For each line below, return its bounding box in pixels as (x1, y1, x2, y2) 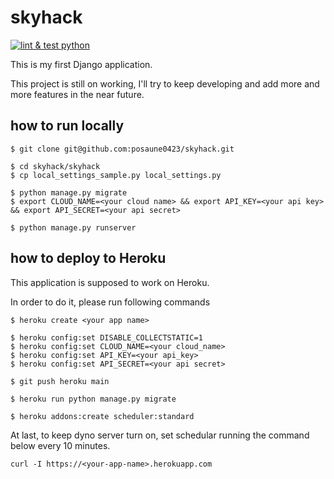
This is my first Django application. (10, 58, 153, 70)
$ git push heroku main (10, 376, 110, 386)
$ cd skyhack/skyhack (10, 161, 101, 171)
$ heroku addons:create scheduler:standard (10, 411, 195, 421)
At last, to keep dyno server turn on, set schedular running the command (10, 429, 310, 441)
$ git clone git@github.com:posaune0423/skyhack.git (10, 144, 235, 154)
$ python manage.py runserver (10, 222, 137, 233)
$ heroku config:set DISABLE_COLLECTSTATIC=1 (10, 332, 203, 343)
